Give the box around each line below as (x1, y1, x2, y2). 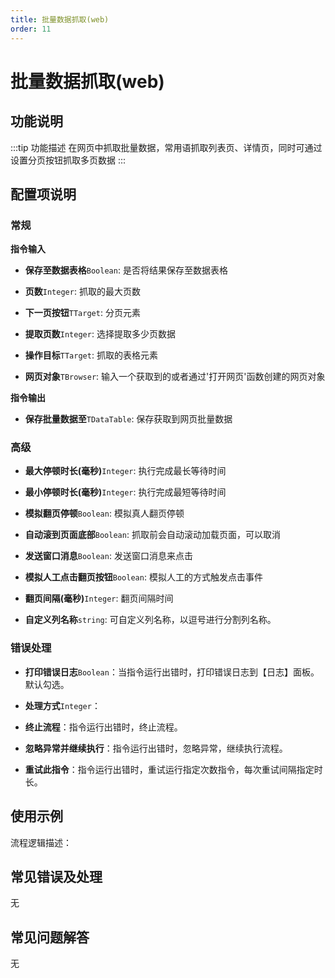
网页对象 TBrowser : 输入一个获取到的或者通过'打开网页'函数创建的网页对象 (24, 371, 326, 383)
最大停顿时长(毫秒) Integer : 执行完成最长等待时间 (24, 465, 227, 477)
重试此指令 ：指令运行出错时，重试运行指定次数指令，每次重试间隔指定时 (24, 763, 323, 775)
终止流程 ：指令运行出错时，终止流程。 (24, 721, 183, 733)
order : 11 (10, 24, 52, 34)
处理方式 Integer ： (24, 699, 101, 711)
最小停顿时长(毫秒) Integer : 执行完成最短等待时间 (24, 486, 227, 498)
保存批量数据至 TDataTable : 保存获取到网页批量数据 (24, 413, 233, 425)
